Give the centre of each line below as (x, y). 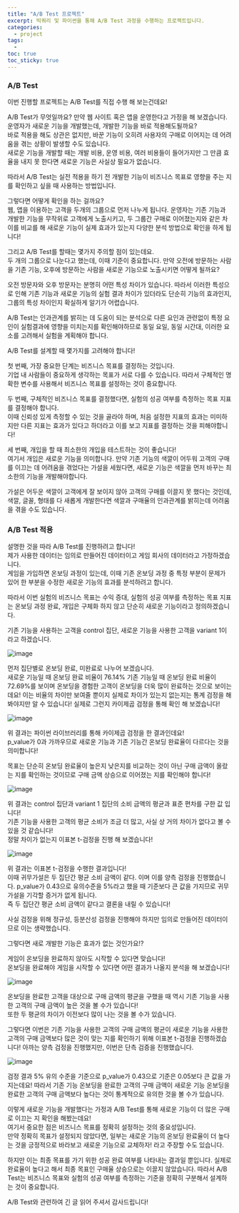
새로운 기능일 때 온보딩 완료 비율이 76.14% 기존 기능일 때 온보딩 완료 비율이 (112, 677)
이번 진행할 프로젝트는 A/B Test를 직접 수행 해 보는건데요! (87, 102)
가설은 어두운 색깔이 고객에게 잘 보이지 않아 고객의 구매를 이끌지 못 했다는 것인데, (119, 492)
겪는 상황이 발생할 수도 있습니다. (65, 144)
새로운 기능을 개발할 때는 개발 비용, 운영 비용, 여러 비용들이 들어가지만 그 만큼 (115, 153)
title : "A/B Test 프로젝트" (46, 14)
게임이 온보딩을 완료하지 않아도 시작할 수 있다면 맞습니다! (86, 959)
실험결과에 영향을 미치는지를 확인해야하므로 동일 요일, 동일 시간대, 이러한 (121, 327)
